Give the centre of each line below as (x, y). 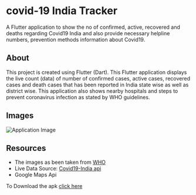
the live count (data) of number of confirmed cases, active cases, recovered (98, 78)
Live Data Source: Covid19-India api (58, 169)
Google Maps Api (36, 175)
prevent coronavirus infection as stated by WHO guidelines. (78, 97)
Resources (26, 148)
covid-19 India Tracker (62, 11)
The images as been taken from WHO (60, 162)
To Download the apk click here (44, 186)
